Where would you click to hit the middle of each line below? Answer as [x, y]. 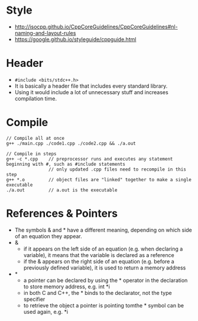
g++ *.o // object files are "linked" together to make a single [99, 179]
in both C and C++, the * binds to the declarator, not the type [98, 293]
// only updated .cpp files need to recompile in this [117, 169]
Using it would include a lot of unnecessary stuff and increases [91, 92]
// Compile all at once [35, 138]
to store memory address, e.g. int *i [67, 286]
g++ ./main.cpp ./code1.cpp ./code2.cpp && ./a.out [71, 143]
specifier [34, 299]
